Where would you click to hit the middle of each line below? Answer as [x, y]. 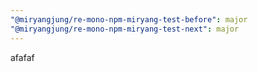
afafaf [22, 57]
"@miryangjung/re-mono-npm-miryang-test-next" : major [125, 29]
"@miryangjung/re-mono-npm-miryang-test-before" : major [129, 19]
